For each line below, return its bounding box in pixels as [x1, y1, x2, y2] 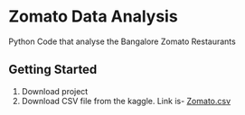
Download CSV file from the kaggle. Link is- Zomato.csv [21, 95, 231, 106]
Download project [21, 85, 89, 96]
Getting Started [8, 62, 98, 77]
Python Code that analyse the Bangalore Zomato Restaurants [8, 36, 236, 47]
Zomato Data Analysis [8, 6, 178, 27]
